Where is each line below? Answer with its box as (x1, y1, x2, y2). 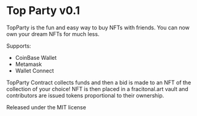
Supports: (6, 42, 32, 49)
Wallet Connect (15, 67, 54, 74)
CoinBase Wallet (15, 54, 57, 61)
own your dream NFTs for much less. (6, 30, 100, 37)
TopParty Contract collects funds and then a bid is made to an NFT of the (6, 79, 191, 86)
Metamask (15, 60, 42, 68)
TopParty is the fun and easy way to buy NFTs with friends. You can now (6, 24, 190, 31)
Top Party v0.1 (6, 4, 81, 18)
